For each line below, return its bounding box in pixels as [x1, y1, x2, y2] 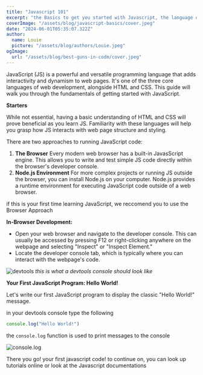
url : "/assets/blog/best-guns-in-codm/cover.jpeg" [11, 54, 142, 60]
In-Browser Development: [6, 218, 72, 225]
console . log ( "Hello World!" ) [6, 320, 80, 327]
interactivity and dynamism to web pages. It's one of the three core [6, 77, 174, 84]
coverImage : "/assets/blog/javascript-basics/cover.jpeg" [6, 20, 155, 26]
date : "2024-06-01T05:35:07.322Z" [6, 25, 94, 32]
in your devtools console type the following [6, 309, 114, 316]
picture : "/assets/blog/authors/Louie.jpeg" [11, 43, 126, 49]
